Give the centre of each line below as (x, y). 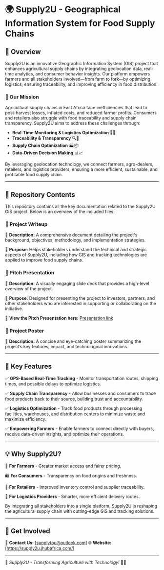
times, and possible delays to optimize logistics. (53, 384)
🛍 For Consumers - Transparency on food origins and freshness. (71, 475)
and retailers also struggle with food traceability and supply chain (71, 118)
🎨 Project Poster (25, 331)
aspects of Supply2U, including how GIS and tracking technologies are (76, 255)
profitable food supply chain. (34, 175)
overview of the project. (29, 288)
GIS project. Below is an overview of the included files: (60, 212)
